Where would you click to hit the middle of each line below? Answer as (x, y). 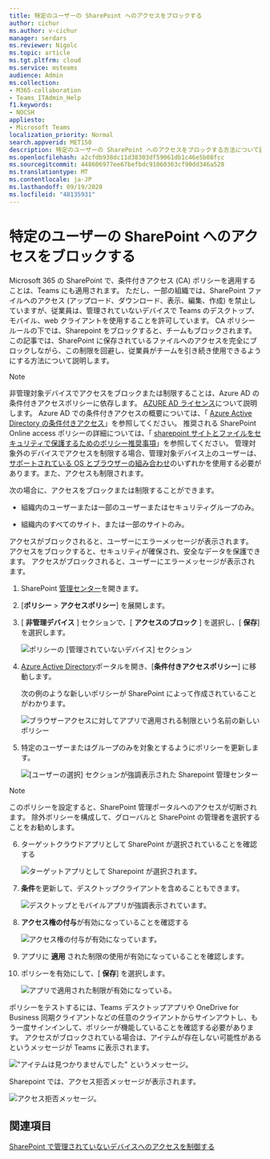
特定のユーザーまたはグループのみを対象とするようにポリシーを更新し (136, 747)
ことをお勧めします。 (44, 827)
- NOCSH (22, 113)
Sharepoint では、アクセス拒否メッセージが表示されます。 (105, 1081)
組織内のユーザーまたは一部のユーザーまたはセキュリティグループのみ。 (139, 507)
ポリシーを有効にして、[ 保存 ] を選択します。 (95, 973)
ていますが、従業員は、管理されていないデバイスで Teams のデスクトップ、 (134, 310)
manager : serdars (38, 38)
